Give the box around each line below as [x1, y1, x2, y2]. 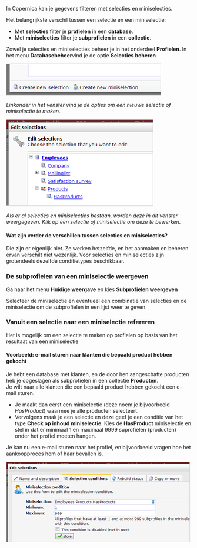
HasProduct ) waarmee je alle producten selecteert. [14, 407, 139, 414]
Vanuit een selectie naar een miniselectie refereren [6, 318, 155, 327]
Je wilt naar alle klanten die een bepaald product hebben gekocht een [6, 383, 175, 390]
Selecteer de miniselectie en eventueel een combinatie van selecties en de [6, 297, 187, 304]
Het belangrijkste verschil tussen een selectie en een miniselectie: [6, 17, 166, 23]
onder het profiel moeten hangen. [14, 432, 96, 439]
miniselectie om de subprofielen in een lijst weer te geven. [6, 304, 147, 311]
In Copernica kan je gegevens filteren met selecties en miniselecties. [6, 5, 173, 12]
